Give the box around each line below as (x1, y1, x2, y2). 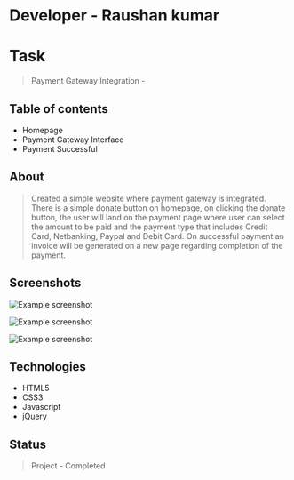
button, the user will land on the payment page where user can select (30, 212, 286, 222)
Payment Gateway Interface (21, 134, 124, 145)
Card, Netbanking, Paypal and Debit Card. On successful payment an (30, 230, 284, 241)
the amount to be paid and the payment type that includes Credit (30, 221, 268, 232)
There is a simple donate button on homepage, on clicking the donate (30, 202, 286, 213)
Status (9, 436, 47, 452)
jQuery (21, 411, 47, 422)
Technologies (9, 359, 87, 374)
